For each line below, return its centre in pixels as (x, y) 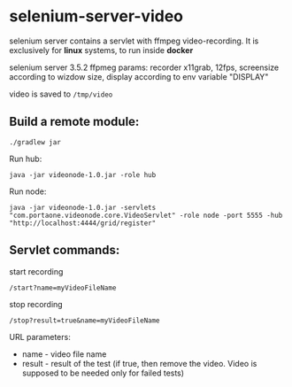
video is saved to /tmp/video (61, 94)
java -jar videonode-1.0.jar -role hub (83, 174)
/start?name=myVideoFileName (63, 288)
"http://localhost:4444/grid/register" (83, 223)
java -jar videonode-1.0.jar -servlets (83, 207)
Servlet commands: (65, 250)
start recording (36, 271)
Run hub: (26, 159)
